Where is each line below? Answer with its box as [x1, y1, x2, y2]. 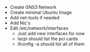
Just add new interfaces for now [17, 31, 85, 36]
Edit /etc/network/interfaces [10, 25, 69, 31]
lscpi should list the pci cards [17, 36, 78, 42]
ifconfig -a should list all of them [17, 41, 85, 47]
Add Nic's [10, 20, 31, 26]
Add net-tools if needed [10, 15, 60, 20]
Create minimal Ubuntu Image [10, 9, 72, 15]
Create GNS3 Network [10, 4, 57, 10]
